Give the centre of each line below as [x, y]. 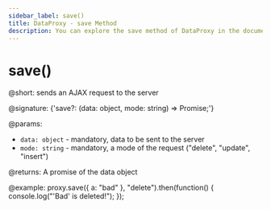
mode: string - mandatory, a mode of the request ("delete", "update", [135, 148]
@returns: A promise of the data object [73, 172]
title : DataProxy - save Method [63, 23]
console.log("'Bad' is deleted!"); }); [67, 196]
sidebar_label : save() [46, 16]
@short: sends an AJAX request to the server [83, 92]
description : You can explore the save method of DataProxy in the [124, 31]
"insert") [34, 157]
